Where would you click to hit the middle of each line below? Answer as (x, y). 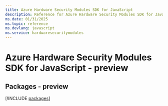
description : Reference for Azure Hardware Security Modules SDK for (79, 14)
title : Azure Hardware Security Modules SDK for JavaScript (69, 10)
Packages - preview (37, 86)
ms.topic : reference (27, 24)
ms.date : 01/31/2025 (27, 19)
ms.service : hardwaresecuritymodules (44, 33)
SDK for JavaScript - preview (67, 68)
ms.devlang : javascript (30, 28)
